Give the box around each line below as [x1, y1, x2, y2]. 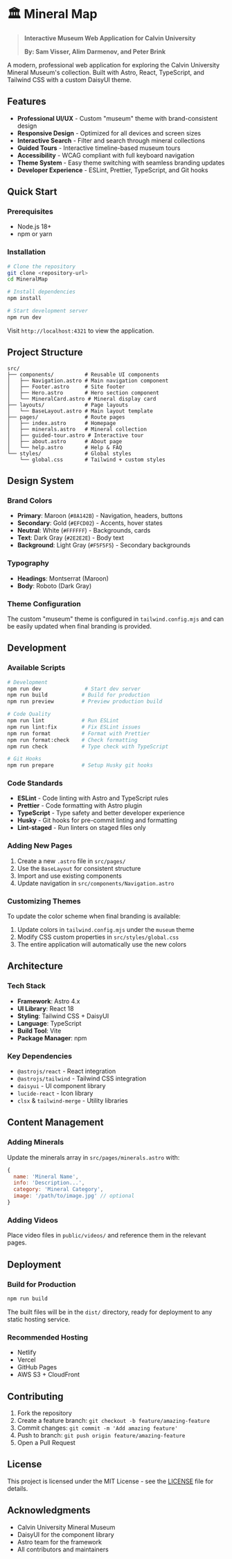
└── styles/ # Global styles [7, 450, 132, 457]
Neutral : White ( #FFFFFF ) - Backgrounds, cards [17, 526, 151, 535]
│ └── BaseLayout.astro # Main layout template [7, 408, 154, 415]
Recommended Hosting [7, 1332, 89, 1342]
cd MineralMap [7, 276, 48, 283]
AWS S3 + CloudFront [17, 1370, 80, 1379]
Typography [7, 558, 50, 568]
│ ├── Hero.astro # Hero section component [7, 389, 159, 397]
